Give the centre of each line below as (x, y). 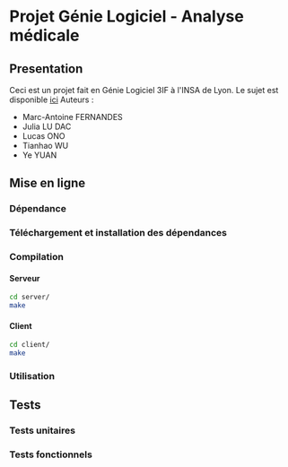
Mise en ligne (48, 183)
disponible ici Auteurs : (52, 99)
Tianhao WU (45, 146)
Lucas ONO (44, 136)
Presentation (46, 69)
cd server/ (30, 298)
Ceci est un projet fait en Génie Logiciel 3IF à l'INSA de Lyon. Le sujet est (144, 90)
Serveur (25, 278)
